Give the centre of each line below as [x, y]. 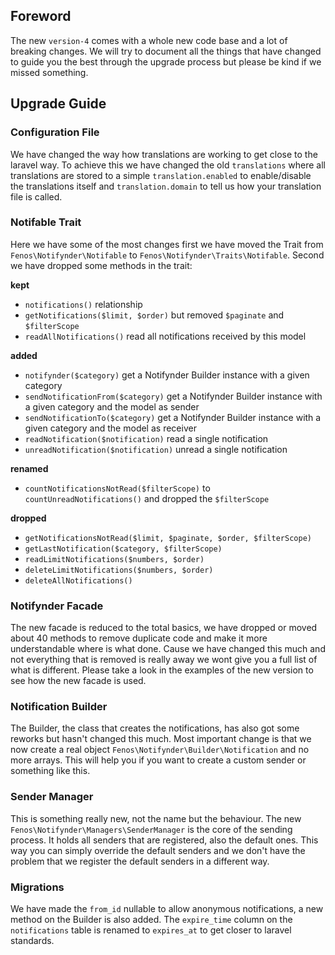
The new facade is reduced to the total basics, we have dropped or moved [164, 628]
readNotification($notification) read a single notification [146, 438]
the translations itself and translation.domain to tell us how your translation [166, 186]
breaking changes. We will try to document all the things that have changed [166, 51]
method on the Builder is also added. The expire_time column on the [151, 919]
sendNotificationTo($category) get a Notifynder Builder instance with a [173, 417]
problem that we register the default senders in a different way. [140, 861]
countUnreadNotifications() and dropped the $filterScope [147, 498]
